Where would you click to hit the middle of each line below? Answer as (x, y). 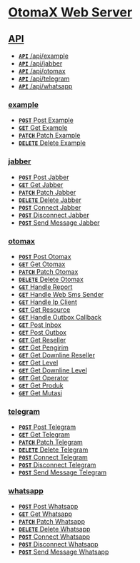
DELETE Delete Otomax (51, 279)
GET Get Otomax (42, 264)
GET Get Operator (44, 377)
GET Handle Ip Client (48, 302)
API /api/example (43, 56)
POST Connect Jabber (50, 207)
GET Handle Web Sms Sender (61, 294)
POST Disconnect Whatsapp (58, 544)
